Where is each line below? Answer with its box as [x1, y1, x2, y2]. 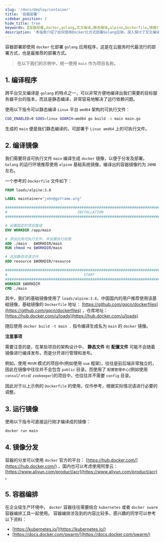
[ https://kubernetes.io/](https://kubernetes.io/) [12, 526, 106, 532]
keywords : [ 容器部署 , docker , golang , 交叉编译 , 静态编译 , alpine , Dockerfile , [5, 25, 150, 30]
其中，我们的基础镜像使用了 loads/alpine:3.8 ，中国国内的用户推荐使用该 [5, 295, 153, 301]
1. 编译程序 [5, 76, 38, 85]
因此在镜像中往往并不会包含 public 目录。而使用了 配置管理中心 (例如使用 [5, 367, 148, 372]
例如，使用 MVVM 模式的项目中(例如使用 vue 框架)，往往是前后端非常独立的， [5, 360, 157, 367]
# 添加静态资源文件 [5, 255, 39, 260]
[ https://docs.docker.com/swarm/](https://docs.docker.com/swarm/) [12, 531, 151, 537]
